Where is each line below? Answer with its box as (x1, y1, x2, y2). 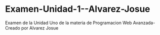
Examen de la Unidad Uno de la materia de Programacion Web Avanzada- (5, 20, 156, 26)
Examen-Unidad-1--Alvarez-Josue (5, 3, 151, 15)
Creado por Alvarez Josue (5, 25, 59, 31)
